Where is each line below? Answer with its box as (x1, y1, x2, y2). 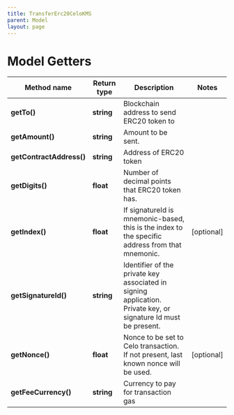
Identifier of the (123, 260, 174, 270)
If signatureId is (123, 205, 174, 215)
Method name (24, 83, 72, 93)
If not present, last (123, 350, 183, 360)
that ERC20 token (123, 186, 181, 195)
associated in (123, 278, 167, 287)
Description (134, 83, 174, 93)
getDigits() (10, 181, 47, 190)
